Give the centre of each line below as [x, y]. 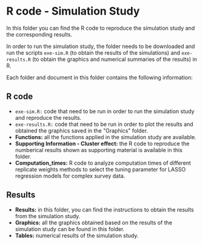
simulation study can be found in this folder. [70, 229]
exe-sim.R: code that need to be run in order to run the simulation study [105, 111]
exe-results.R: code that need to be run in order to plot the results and [104, 124]
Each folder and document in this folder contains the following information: [99, 77]
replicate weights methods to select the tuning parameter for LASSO [100, 169]
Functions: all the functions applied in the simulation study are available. [106, 137]
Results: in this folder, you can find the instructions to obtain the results [105, 209]
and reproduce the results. [48, 117]
